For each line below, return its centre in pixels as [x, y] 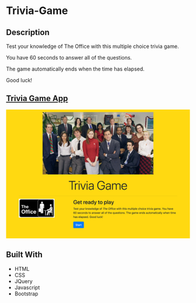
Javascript [27, 287]
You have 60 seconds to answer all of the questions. [69, 58]
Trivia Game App [37, 98]
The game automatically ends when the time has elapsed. [75, 69]
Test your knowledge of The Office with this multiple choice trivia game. [92, 46]
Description [28, 32]
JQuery [24, 281]
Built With [24, 255]
